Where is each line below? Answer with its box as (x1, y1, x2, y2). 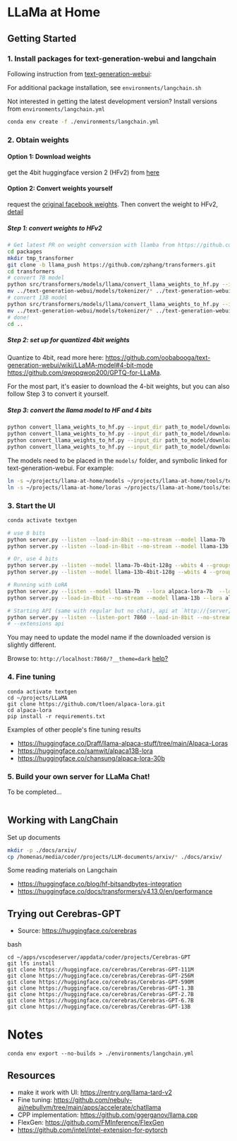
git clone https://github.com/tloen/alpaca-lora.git (7, 701, 166, 708)
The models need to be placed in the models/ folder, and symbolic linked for (7, 456, 228, 464)
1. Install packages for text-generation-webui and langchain (7, 54, 217, 64)
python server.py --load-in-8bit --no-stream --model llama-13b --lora (7, 595, 222, 602)
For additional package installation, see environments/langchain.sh (7, 83, 202, 92)
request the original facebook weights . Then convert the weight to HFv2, (7, 200, 219, 209)
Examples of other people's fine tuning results (7, 725, 141, 734)
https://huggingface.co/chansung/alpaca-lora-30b (17, 754, 166, 762)
